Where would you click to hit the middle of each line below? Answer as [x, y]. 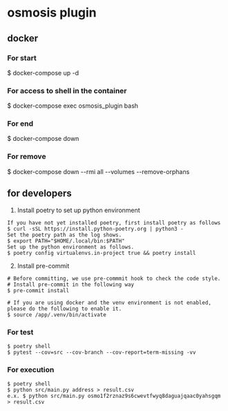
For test [20, 332]
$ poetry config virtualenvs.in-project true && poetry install [102, 253]
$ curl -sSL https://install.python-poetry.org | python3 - [96, 229]
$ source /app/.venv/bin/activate [57, 315]
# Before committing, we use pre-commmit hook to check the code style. [114, 278]
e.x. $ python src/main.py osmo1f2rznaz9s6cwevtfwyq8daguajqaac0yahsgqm [114, 396]
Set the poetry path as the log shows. [65, 235]
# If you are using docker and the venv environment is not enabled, [110, 303]
